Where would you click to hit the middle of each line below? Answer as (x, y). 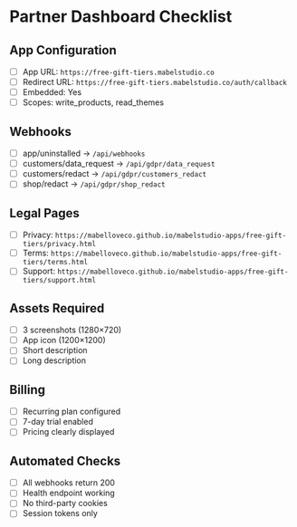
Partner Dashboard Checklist (121, 17)
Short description (55, 350)
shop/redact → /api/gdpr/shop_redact (94, 184)
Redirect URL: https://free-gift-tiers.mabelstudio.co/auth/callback (155, 82)
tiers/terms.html (55, 263)
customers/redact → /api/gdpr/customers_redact (115, 174)
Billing (27, 390)
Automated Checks (65, 460)
